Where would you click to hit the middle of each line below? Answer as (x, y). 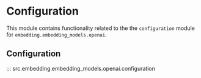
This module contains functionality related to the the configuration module (101, 28)
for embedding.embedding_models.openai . (57, 34)
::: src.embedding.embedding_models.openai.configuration (81, 68)
